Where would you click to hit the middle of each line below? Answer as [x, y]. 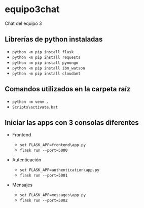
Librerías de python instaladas [54, 39]
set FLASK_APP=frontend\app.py [53, 145]
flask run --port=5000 [44, 151]
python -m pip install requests [46, 57]
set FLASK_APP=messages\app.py [53, 195]
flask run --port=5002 [44, 201]
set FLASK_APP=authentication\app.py [60, 170]
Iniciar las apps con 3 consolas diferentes [72, 123]
